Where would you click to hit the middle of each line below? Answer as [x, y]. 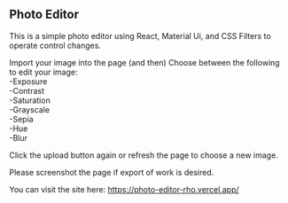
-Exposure [28, 81]
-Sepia [21, 119]
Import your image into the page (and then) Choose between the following [145, 62]
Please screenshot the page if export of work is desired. [112, 172]
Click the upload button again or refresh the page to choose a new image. [144, 155]
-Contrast [27, 90]
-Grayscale [30, 109]
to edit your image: [43, 72]
